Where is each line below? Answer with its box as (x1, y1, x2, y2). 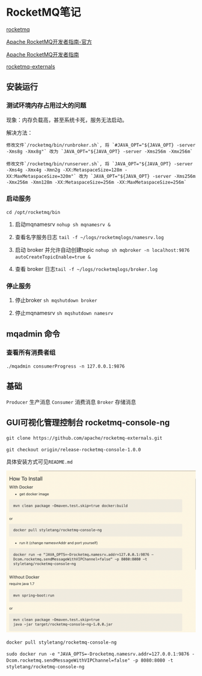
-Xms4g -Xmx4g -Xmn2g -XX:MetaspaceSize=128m (6, 166, 122, 173)
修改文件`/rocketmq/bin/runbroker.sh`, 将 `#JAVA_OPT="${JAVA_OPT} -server (6, 142, 196, 148)
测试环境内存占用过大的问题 (6, 102, 87, 110)
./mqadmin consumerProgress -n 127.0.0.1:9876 (6, 363, 125, 370)
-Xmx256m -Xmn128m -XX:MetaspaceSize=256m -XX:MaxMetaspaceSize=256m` (6, 179, 187, 185)
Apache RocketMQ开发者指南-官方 (6, 38, 92, 45)
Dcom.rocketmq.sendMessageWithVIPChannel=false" (6, 657, 130, 663)
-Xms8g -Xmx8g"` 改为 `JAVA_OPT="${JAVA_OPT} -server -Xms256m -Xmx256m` (6, 148, 194, 154)
